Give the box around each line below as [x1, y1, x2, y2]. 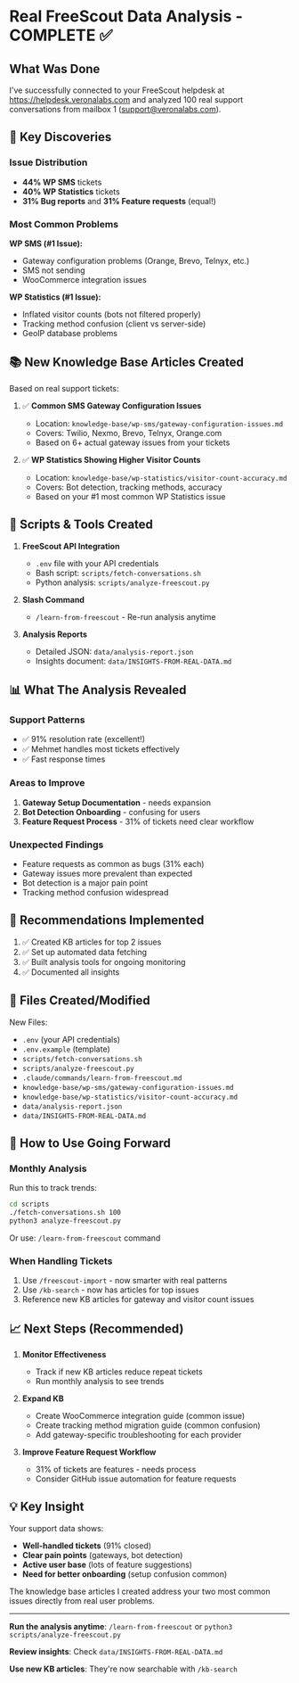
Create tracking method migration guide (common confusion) [35, 1420, 261, 1431]
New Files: [9, 1017, 48, 1027]
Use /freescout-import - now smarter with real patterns [21, 1275, 228, 1286]
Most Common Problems [9, 218, 118, 230]
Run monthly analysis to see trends [35, 1375, 165, 1386]
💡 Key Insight [9, 1499, 85, 1514]
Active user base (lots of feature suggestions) [21, 1559, 193, 1570]
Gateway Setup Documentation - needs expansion [21, 796, 212, 808]
